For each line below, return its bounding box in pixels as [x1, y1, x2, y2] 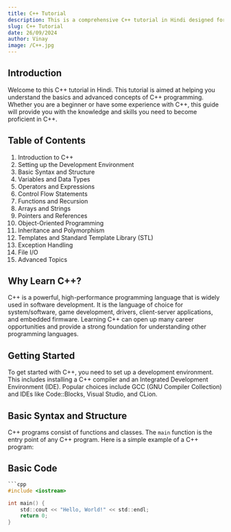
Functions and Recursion [17, 197, 88, 205]
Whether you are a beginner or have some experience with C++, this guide [8, 100, 219, 109]
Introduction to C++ [17, 153, 74, 162]
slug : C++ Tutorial [8, 23, 64, 30]
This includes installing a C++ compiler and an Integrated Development [8, 375, 208, 384]
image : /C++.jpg [8, 42, 54, 49]
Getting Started [8, 350, 75, 362]
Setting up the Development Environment [17, 160, 134, 168]
